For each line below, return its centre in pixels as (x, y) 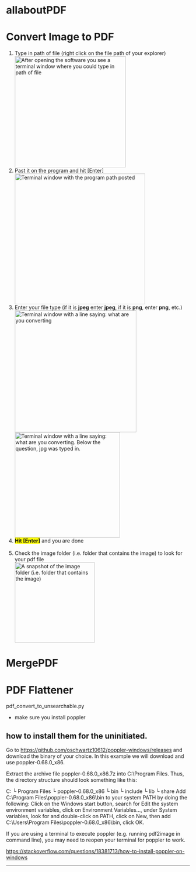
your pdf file (29, 559)
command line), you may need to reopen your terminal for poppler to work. (96, 840)
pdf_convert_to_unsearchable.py (45, 706)
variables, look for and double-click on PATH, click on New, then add (88, 816)
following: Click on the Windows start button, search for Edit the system (92, 804)
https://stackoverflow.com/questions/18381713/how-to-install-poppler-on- (95, 852)
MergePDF (32, 663)
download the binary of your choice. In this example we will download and (95, 756)
